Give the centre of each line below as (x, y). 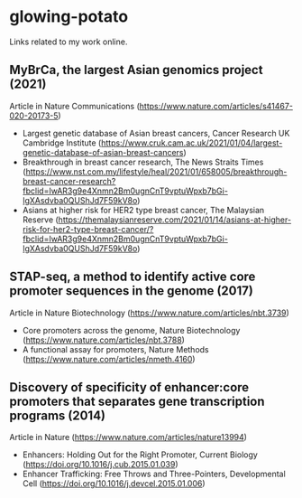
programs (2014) (58, 415)
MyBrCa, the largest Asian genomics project (136, 70)
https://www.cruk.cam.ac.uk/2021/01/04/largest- (192, 143)
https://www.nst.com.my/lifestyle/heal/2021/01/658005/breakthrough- (156, 171)
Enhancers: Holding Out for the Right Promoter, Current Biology (140, 455)
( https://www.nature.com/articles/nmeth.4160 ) (109, 359)
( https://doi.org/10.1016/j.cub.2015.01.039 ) (100, 465)
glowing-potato (69, 17)
